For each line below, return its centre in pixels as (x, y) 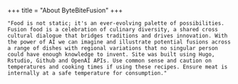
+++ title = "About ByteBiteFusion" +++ (65, 10)
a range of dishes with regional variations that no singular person (113, 48)
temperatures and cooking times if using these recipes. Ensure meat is (118, 67)
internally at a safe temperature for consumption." (87, 73)
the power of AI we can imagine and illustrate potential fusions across (119, 42)
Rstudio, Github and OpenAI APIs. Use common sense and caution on (110, 61)
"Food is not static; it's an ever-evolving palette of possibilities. (116, 23)
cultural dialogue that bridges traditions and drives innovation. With (118, 36)
